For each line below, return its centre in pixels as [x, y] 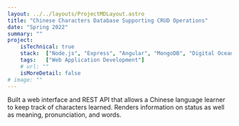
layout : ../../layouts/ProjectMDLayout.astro [76, 14]
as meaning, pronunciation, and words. [65, 115]
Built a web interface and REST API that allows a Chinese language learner [116, 100]
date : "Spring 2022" [38, 27]
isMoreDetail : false [51, 73]
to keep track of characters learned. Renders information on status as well [116, 108]
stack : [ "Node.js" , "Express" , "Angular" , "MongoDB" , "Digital [117, 54]
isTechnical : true [47, 47]
